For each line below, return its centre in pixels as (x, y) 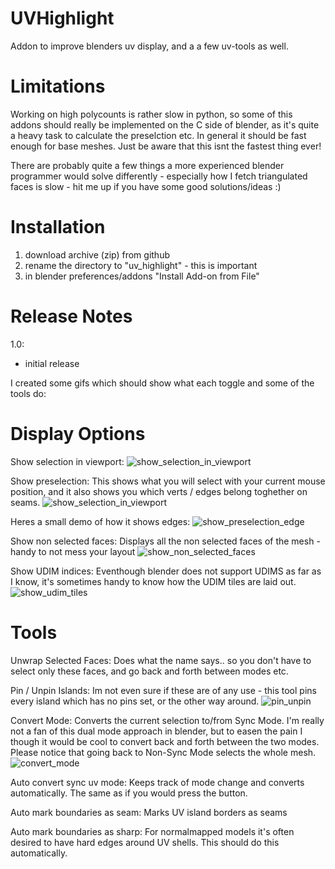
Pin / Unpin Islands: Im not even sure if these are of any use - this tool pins (163, 690)
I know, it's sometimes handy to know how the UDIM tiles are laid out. (153, 581)
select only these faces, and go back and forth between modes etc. (149, 671)
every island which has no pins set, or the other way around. (135, 701)
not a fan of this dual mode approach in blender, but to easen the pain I (156, 731)
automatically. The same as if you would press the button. (129, 793)
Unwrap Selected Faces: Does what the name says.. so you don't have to (161, 660)
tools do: (28, 393)
